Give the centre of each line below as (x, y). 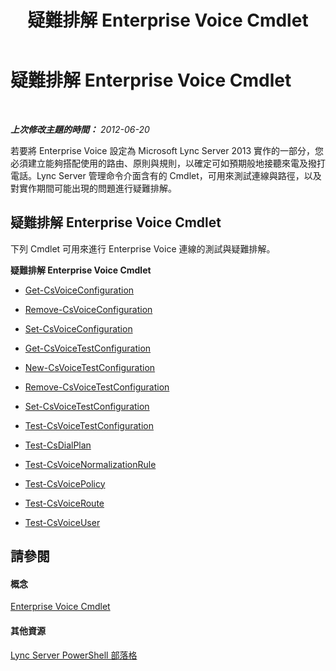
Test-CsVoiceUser (62, 522)
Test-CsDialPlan (58, 445)
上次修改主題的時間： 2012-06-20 (80, 129)
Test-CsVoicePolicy (65, 483)
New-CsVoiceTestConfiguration (90, 367)
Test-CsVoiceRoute (64, 503)
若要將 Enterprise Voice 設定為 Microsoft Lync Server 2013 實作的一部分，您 (167, 150)
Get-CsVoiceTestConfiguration (88, 348)
